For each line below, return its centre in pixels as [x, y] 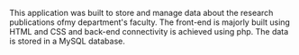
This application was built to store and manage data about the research [141, 13]
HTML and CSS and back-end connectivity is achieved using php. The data [149, 31]
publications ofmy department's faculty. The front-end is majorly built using [150, 22]
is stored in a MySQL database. [68, 41]
